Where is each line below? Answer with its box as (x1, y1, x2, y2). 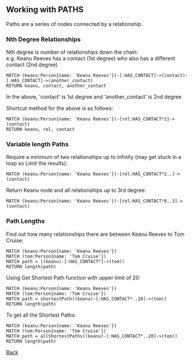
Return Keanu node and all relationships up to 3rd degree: (6, 187, 147, 194)
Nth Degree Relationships (6, 35, 81, 43)
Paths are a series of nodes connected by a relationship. (6, 20, 143, 27)
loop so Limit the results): (6, 160, 68, 167)
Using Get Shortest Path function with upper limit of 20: (6, 274, 141, 281)
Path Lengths (6, 217, 45, 225)
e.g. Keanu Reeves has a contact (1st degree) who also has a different (6, 55, 175, 62)
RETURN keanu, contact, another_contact (6, 83, 107, 89)
